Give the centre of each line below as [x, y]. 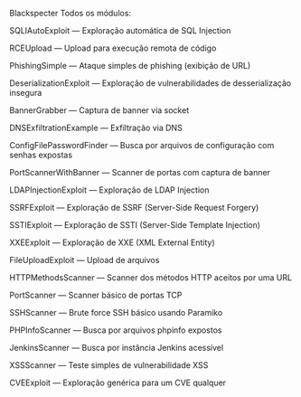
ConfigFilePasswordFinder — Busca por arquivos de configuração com [142, 145]
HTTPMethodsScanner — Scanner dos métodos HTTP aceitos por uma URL [150, 278]
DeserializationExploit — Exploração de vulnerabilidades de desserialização [150, 83]
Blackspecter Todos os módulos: [71, 13]
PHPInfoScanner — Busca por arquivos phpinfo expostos [116, 330]
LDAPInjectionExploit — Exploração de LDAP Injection [109, 190]
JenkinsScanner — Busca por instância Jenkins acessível [117, 348]
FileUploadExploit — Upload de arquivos [85, 260]
